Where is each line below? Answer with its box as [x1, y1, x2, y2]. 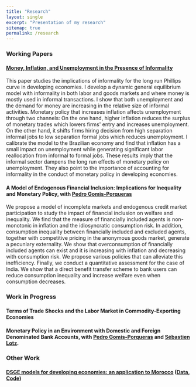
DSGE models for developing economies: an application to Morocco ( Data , [6, 369, 190, 376]
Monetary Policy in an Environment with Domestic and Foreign [6, 327, 161, 334]
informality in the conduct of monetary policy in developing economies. [6, 171, 178, 178]
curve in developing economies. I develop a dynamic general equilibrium [6, 83, 181, 91]
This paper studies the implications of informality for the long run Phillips [6, 77, 181, 84]
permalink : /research [6, 30, 59, 36]
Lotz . [6, 340, 19, 347]
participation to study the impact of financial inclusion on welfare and [6, 209, 173, 217]
